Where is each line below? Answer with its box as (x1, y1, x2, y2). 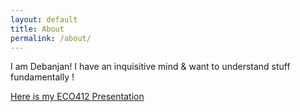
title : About (10, 24, 65, 34)
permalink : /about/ (10, 33, 92, 43)
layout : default (10, 14, 78, 25)
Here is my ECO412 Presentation (10, 91, 145, 103)
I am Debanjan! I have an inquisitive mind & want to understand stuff (10, 61, 291, 73)
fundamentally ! (10, 71, 75, 83)
